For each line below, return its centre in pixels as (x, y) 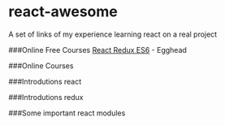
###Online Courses (41, 65)
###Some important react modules (67, 113)
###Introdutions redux (46, 97)
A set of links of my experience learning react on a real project (113, 34)
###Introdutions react (45, 81)
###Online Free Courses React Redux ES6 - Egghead (97, 50)
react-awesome (63, 12)
